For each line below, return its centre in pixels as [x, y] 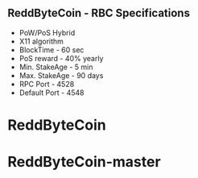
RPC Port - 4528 [47, 84]
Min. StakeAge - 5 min [56, 67]
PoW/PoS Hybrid [47, 32]
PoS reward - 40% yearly [61, 58]
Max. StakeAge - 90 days [61, 75]
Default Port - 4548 [52, 93]
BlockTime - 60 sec [52, 50]
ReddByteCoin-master [85, 162]
